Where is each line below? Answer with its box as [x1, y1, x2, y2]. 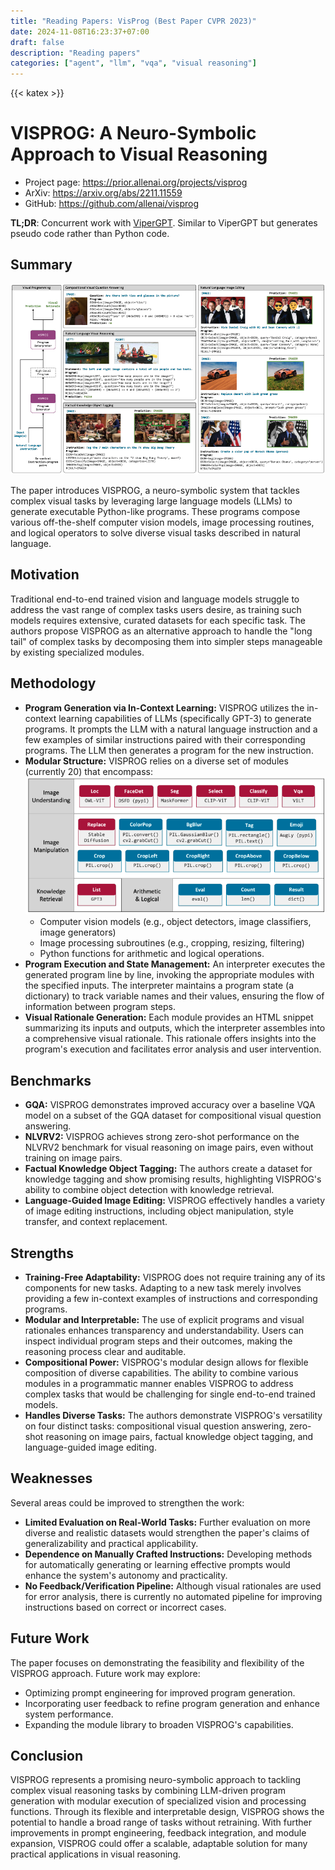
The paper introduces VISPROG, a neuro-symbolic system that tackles [10, 484, 300, 496]
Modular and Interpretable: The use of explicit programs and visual [24, 1314, 305, 1326]
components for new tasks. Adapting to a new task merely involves [24, 1282, 302, 1294]
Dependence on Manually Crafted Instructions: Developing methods [24, 1548, 313, 1560]
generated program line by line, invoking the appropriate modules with [24, 969, 315, 981]
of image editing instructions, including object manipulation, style [24, 1205, 294, 1217]
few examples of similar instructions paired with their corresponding [24, 733, 306, 745]
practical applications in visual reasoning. [10, 1848, 181, 1860]
